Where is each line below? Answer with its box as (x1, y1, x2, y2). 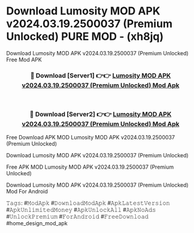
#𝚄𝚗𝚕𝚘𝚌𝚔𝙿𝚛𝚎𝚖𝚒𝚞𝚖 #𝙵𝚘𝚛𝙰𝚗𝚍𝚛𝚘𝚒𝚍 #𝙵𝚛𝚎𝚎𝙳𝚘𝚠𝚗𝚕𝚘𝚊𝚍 (6, 213, 148, 220)
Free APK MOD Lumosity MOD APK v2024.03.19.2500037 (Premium (6, 163, 174, 171)
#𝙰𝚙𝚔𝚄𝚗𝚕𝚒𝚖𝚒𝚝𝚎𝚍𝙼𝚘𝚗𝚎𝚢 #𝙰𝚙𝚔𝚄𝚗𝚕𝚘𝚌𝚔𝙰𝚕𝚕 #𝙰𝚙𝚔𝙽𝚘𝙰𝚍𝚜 (6, 206, 156, 213)
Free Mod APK (6, 56, 42, 63)
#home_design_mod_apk (6, 219, 68, 226)
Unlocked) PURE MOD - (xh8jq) (6, 30, 163, 43)
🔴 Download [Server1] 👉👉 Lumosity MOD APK (30, 71, 171, 79)
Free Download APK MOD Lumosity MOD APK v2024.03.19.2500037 (6, 133, 175, 141)
